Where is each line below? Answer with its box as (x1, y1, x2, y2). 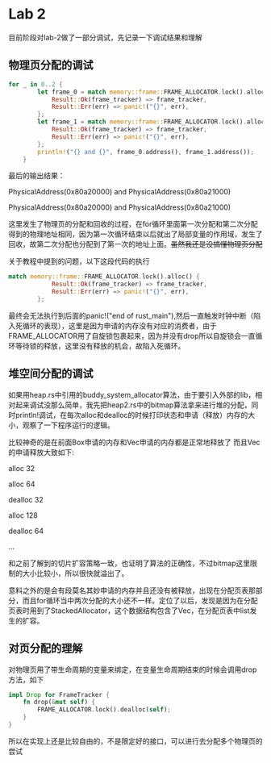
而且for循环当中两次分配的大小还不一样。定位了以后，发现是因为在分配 (22, 595, 258, 605)
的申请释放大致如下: (8, 447, 75, 457)
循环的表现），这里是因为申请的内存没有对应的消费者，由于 (22, 320, 217, 331)
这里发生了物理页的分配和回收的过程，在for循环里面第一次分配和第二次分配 (8, 219, 258, 229)
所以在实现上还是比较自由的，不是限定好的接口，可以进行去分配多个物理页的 (8, 736, 263, 746)
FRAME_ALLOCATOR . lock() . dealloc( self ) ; (37, 706, 172, 714)
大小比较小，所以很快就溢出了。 (22, 568, 129, 577)
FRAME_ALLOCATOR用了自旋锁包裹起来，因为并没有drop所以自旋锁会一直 (8, 331, 256, 340)
